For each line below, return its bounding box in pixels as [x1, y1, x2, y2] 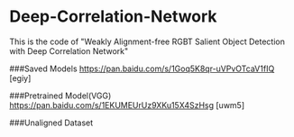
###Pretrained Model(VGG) [9, 90, 112, 101]
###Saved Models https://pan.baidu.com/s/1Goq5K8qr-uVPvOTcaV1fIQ [9, 63, 275, 74]
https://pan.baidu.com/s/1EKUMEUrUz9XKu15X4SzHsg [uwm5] [9, 99, 245, 110]
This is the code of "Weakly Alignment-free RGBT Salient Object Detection [9, 36, 286, 47]
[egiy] [9, 72, 32, 83]
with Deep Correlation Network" [9, 45, 129, 56]
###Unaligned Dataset [9, 117, 94, 128]
